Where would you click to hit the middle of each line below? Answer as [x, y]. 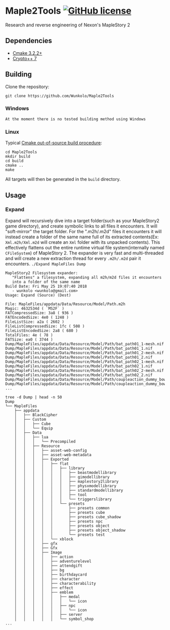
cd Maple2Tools [21, 152]
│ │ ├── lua [32, 437]
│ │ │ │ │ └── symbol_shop [54, 619]
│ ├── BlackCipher [36, 415]
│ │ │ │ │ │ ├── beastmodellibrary [65, 472]
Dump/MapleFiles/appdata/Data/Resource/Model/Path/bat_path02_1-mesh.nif [85, 362]
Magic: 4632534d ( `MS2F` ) [35, 308]
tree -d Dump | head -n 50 [34, 397]
